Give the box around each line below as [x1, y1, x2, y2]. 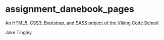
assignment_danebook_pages [5, 3, 135, 15]
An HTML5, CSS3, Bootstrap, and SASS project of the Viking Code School [5, 20, 159, 26]
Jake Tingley [5, 29, 32, 35]
